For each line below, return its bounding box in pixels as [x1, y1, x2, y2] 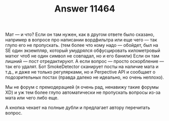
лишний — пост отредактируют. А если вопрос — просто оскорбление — [5, 58, 164, 65]
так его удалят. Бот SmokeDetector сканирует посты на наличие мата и [5, 64, 159, 70]
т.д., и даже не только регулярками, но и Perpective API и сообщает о [5, 69, 155, 75]
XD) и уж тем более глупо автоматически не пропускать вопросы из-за [5, 89, 160, 96]
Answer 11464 [54, 3, 116, 15]
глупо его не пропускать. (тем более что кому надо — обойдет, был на [5, 42, 158, 48]
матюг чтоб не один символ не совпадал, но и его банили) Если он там [5, 53, 160, 59]
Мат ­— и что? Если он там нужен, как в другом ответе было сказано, [5, 31, 155, 38]
